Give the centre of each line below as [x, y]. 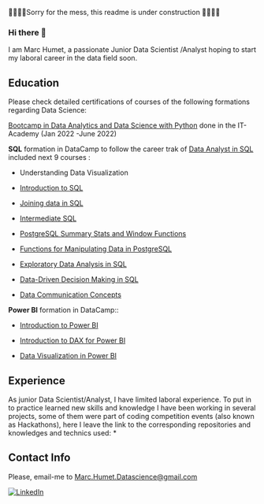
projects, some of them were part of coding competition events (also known [131, 416]
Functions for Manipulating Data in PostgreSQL [96, 249]
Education [34, 83]
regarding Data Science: [47, 110]
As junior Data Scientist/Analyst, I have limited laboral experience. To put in [130, 399]
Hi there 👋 [28, 32]
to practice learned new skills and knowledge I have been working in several [132, 408]
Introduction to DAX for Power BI [73, 341]
